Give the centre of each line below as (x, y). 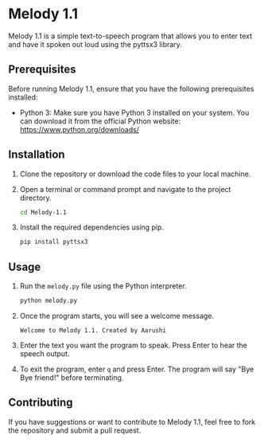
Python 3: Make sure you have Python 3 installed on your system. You (134, 112)
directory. (35, 198)
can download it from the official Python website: (100, 121)
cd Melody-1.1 (43, 212)
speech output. (45, 354)
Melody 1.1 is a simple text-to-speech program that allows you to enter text (130, 36)
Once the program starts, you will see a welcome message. (117, 316)
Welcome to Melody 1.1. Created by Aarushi (93, 331)
